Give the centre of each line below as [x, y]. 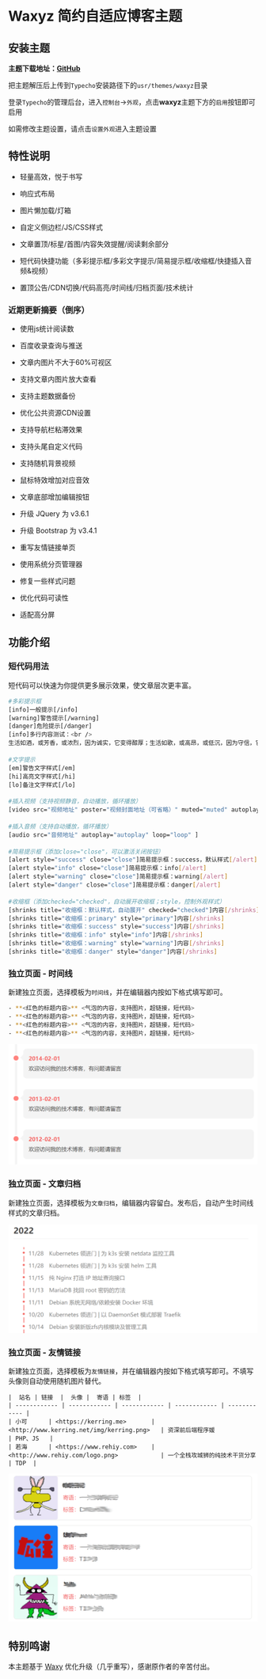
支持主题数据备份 [47, 396]
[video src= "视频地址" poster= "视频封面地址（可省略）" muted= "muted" [118, 810]
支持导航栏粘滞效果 [51, 430]
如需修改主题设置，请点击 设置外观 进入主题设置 [82, 129]
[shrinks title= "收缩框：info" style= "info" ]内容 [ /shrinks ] [106, 935]
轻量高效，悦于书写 [51, 177]
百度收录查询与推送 [51, 346]
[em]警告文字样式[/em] [42, 768]
